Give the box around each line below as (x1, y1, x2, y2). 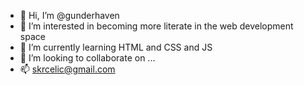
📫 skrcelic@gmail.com (19, 63, 116, 75)
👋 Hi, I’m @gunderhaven (19, 10, 120, 21)
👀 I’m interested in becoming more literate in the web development (19, 20, 294, 32)
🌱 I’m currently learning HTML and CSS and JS (19, 41, 213, 53)
